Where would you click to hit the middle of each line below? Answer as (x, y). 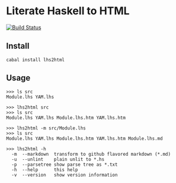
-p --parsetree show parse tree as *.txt (65, 165)
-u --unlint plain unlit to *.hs (58, 159)
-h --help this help (45, 170)
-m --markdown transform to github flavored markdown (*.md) (91, 154)
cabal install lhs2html (36, 60)
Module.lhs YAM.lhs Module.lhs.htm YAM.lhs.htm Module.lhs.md (84, 138)
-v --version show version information (65, 175)
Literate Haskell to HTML (68, 11)
